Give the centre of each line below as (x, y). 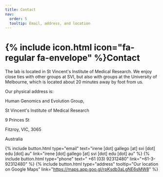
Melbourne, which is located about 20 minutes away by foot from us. (74, 82)
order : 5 (18, 19)
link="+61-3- (143, 159)
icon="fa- (114, 48)
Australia (14, 139)
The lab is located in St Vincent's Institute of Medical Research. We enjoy (79, 72)
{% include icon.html (49, 48)
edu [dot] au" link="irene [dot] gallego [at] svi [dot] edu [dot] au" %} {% (77, 154)
